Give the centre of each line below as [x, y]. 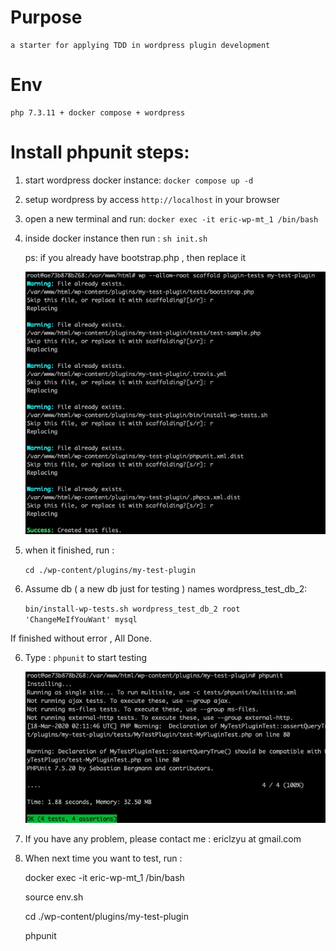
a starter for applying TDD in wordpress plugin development [140, 45]
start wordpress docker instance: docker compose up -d [139, 180]
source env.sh [54, 897]
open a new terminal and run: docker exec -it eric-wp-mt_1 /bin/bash [171, 218]
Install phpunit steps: [100, 152]
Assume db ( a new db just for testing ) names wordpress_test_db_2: [166, 589]
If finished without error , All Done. [81, 638]
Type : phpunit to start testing [86, 658]
